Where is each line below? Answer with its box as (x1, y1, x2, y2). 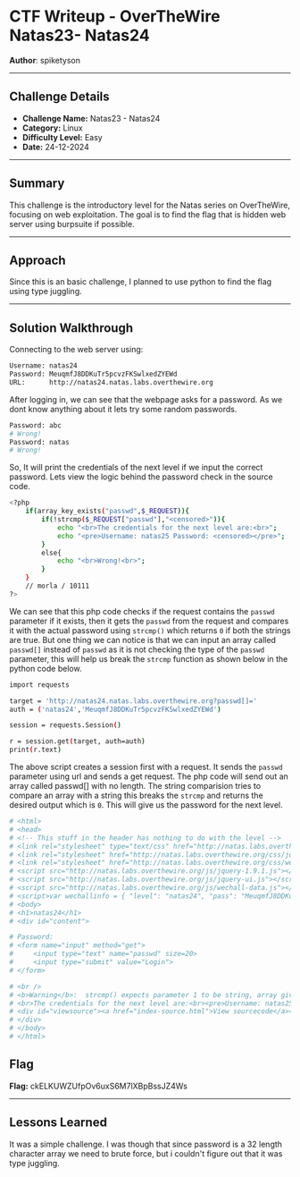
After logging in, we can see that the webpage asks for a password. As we (9, 394, 283, 404)
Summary (9, 176, 65, 191)
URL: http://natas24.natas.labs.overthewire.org (9, 377, 214, 386)
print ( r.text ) (9, 745, 62, 755)
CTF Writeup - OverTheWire (9, 6, 221, 27)
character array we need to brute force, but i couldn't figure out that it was (9, 1147, 283, 1159)
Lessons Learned (9, 1115, 107, 1130)
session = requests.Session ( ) (9, 721, 122, 730)
